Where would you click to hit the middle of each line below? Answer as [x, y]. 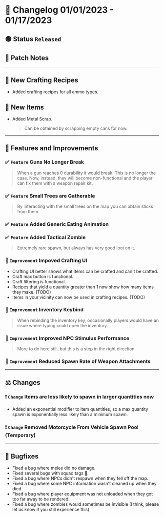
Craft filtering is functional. [39, 281]
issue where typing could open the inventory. [62, 325]
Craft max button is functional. [42, 276]
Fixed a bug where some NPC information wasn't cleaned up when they [84, 484]
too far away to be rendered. [41, 499]
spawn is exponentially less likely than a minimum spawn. [70, 415]
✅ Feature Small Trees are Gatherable [50, 196]
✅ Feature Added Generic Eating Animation [57, 224]
